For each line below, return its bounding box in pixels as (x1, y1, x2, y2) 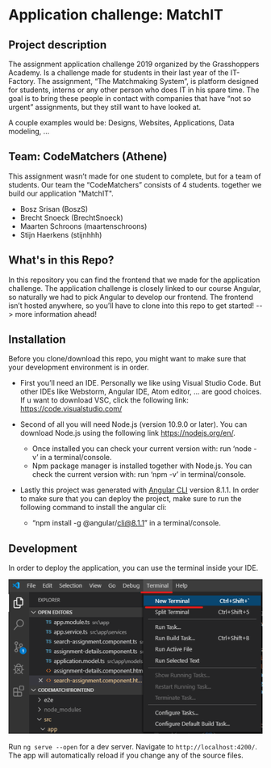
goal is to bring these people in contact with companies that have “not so (8, 94, 252, 103)
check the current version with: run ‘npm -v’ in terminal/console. (31, 470, 246, 479)
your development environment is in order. (8, 362, 149, 373)
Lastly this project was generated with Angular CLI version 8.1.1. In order (19, 485, 260, 495)
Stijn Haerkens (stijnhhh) (19, 230, 102, 239)
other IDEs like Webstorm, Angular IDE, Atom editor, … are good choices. (19, 386, 262, 397)
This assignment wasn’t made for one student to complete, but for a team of (8, 171, 261, 181)
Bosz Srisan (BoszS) (19, 204, 89, 213)
